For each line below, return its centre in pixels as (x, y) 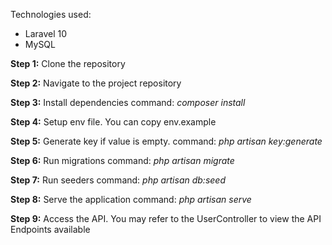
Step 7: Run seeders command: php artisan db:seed (118, 180)
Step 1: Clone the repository (68, 63)
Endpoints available (50, 229)
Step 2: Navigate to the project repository (96, 83)
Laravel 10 (46, 33)
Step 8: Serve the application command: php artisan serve (131, 199)
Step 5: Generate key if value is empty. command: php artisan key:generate (166, 141)
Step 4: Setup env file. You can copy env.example (113, 122)
